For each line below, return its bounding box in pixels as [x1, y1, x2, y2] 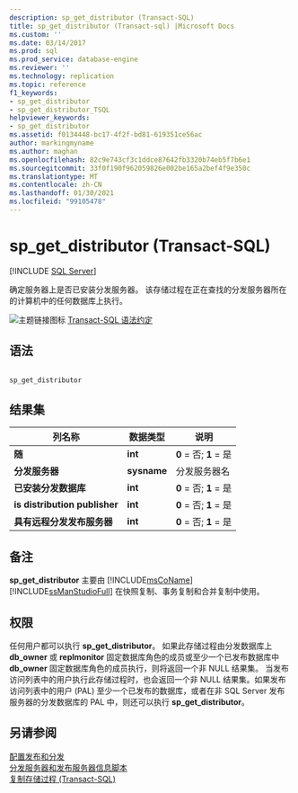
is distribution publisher [13, 498, 118, 511]
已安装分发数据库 [13, 482, 87, 495]
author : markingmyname [9, 138, 94, 147]
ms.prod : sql [9, 47, 58, 56]
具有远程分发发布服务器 [13, 516, 114, 529]
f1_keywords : [9, 88, 58, 97]
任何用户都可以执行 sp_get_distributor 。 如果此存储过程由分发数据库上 [9, 640, 273, 652]
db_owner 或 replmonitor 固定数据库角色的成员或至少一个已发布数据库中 [9, 652, 280, 663]
